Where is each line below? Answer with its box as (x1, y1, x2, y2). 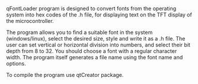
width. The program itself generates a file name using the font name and (6, 54, 183, 61)
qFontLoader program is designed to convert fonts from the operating (6, 5, 177, 12)
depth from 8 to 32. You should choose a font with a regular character (6, 48, 177, 55)
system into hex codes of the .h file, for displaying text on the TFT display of (6, 11, 193, 18)
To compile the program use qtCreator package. (6, 72, 124, 78)
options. (6, 60, 27, 67)
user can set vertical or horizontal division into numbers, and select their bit (6, 41, 191, 48)
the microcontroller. (6, 18, 55, 24)
